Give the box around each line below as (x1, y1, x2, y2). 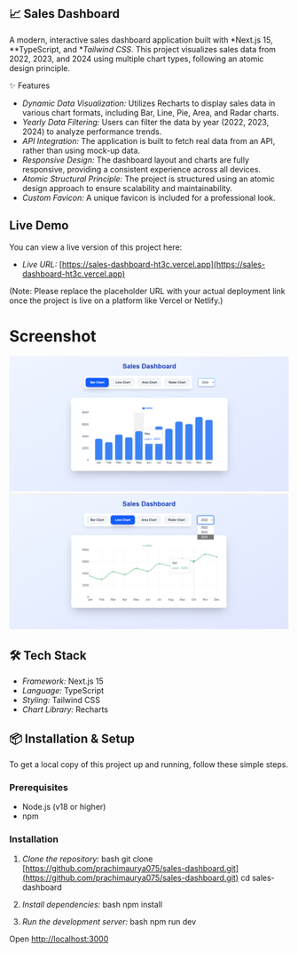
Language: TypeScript (21, 685, 105, 696)
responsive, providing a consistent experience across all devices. (21, 164, 262, 174)
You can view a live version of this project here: (9, 242, 183, 252)
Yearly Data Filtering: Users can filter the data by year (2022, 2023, (21, 116, 270, 127)
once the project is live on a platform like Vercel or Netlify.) (9, 295, 223, 306)
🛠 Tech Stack (9, 647, 87, 663)
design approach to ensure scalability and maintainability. (21, 182, 233, 193)
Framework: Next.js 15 (21, 676, 104, 686)
